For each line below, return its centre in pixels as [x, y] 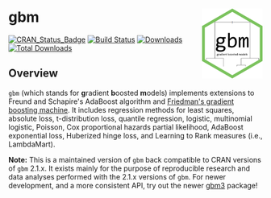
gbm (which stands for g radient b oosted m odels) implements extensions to [131, 93]
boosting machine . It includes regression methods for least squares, [121, 109]
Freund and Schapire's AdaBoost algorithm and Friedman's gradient [121, 101]
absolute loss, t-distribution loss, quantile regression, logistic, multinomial [130, 118]
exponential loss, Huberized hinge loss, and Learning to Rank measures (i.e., [135, 135]
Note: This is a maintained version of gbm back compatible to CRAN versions [135, 159]
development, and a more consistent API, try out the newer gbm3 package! [133, 185]
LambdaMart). [32, 144]
